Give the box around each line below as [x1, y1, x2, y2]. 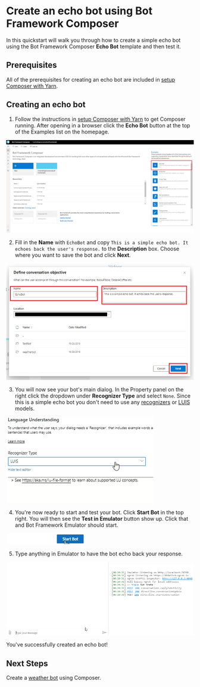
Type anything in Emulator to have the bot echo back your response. [14, 550, 183, 557]
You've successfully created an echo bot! [6, 641, 108, 648]
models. [14, 405, 35, 412]
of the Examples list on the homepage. [14, 128, 110, 135]
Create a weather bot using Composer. [6, 674, 101, 682]
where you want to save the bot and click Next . [14, 251, 131, 259]
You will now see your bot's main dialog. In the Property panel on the [14, 386, 184, 393]
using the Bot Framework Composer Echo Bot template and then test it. [6, 43, 182, 50]
